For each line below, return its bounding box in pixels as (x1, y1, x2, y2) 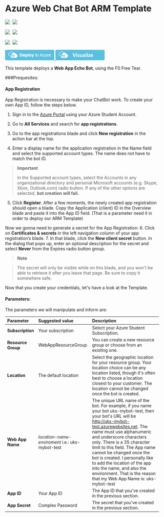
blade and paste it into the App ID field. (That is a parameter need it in (12, 210, 152, 216)
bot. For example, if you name (92, 403, 152, 409)
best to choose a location (92, 375, 143, 381)
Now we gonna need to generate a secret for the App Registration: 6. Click (5, 225, 155, 231)
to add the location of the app (92, 460, 151, 466)
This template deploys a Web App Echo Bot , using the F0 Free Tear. (5, 65, 142, 71)
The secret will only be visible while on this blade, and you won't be (17, 265, 153, 271)
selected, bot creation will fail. (17, 190, 79, 196)
